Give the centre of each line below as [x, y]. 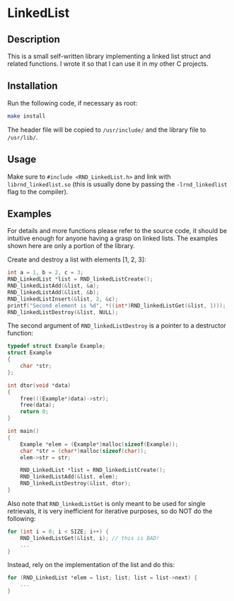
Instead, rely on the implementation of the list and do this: [91, 565]
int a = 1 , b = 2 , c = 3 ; [45, 273]
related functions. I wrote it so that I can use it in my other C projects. [108, 64]
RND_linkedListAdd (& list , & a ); [53, 286]
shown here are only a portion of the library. [71, 246]
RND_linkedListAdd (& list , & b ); [53, 292]
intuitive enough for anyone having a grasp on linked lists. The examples [112, 238]
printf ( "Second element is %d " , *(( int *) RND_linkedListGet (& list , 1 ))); [117, 305]
